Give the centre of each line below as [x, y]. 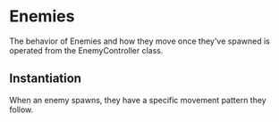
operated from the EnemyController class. [86, 50]
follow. [21, 110]
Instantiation [46, 79]
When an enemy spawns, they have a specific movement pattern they [138, 100]
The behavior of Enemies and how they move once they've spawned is [139, 41]
